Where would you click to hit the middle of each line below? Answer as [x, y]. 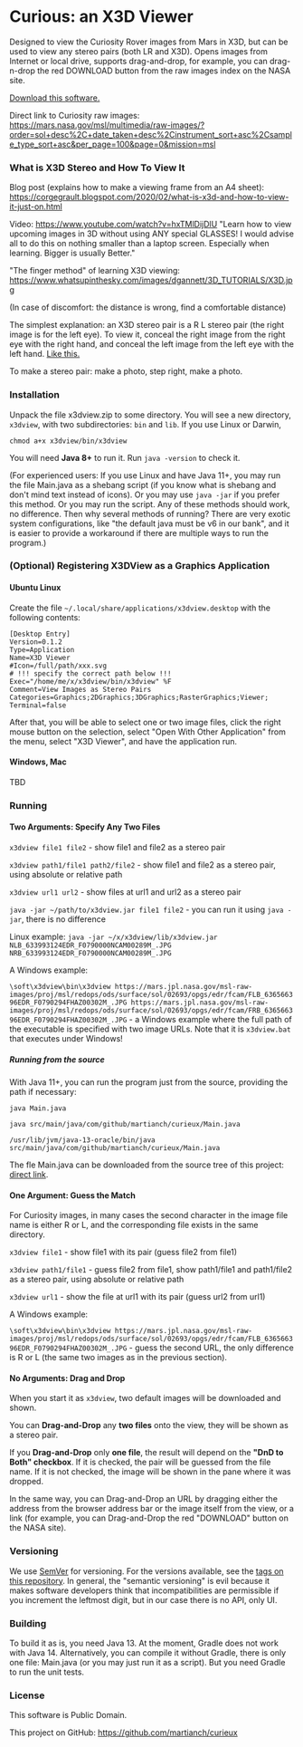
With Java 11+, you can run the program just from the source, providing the [149, 1082]
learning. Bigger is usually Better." [72, 253]
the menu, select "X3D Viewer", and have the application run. [123, 741]
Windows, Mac [38, 762]
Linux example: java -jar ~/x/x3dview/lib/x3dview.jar [114, 936]
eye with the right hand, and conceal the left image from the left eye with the [151, 344]
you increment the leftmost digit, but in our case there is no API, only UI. [143, 1599]
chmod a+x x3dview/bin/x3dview [68, 441]
